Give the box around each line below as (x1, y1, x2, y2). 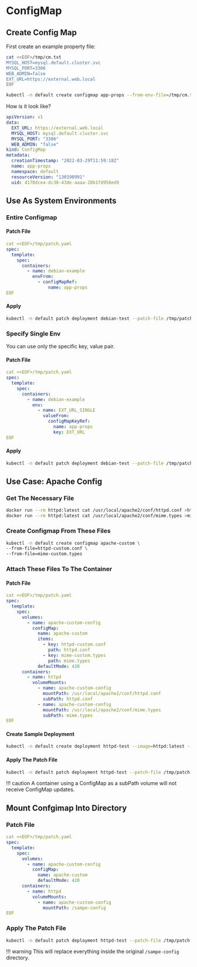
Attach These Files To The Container (6, 565, 113, 573)
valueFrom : (43, 413, 69, 419)
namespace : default (11, 168, 59, 174)
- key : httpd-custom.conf (43, 642, 107, 647)
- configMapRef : (37, 279, 77, 285)
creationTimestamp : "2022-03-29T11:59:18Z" (11, 158, 119, 164)
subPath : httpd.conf (43, 696, 93, 702)
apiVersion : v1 (6, 114, 43, 120)
